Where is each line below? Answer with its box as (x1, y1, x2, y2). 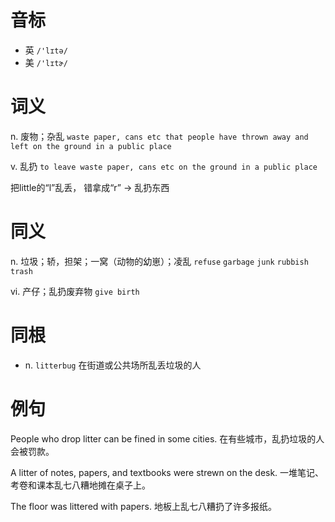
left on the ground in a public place (10, 141, 172, 151)
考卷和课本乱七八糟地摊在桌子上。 (10, 479, 151, 491)
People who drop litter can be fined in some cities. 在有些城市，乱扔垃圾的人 (10, 432, 325, 445)
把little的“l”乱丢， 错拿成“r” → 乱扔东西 (10, 181, 170, 193)
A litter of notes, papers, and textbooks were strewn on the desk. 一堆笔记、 (10, 466, 325, 478)
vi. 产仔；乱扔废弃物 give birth (10, 285, 140, 297)
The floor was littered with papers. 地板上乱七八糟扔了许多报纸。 (10, 500, 277, 512)
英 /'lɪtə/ (24, 44, 68, 56)
